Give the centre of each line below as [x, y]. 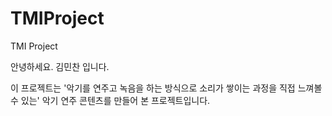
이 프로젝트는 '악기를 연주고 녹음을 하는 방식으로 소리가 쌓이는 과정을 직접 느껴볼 [166, 88]
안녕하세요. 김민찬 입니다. [60, 66]
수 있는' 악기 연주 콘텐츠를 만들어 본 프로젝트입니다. [110, 100]
